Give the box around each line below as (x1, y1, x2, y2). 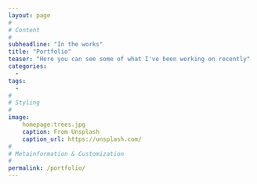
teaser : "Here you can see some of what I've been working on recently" (8, 56, 251, 63)
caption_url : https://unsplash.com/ (22, 135, 143, 143)
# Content (8, 26, 41, 34)
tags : (8, 77, 26, 85)
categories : (8, 63, 47, 70)
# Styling (8, 99, 41, 106)
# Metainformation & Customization (8, 150, 125, 157)
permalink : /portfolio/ (8, 164, 86, 172)
